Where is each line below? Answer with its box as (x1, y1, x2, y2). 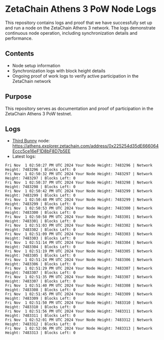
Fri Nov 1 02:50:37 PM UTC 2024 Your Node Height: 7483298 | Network (5, 180, 153, 185)
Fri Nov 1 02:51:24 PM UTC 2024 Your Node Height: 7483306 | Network (5, 258, 153, 262)
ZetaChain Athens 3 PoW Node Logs (5, 3, 157, 15)
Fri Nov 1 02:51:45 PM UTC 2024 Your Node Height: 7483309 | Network (5, 292, 153, 297)
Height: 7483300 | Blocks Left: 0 (5, 210, 76, 215)
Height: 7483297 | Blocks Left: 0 (5, 176, 76, 181)
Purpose (5, 92, 32, 101)
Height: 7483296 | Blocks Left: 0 (5, 167, 76, 172)
